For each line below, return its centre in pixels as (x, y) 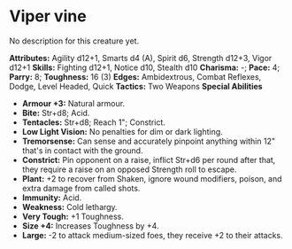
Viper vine (48, 16)
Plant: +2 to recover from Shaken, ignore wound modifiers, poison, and (152, 178)
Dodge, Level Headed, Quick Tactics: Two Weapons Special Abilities (136, 86)
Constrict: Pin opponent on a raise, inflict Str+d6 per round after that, (149, 160)
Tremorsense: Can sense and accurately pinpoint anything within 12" (149, 141)
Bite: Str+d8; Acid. (56, 113)
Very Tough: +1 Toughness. (73, 216)
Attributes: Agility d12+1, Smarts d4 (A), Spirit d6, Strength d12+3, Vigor (141, 58)
